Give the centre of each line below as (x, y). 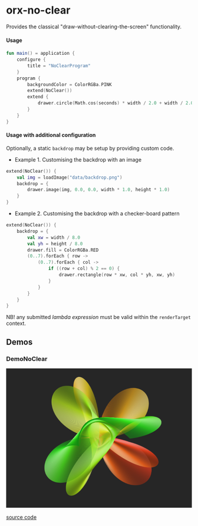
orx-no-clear (38, 10)
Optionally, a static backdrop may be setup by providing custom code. (90, 148)
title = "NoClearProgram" (59, 65)
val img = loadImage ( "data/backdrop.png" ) (70, 177)
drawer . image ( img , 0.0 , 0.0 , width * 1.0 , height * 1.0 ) (99, 190)
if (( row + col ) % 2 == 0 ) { (84, 269)
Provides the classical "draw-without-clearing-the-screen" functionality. (94, 27)
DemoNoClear (27, 359)
